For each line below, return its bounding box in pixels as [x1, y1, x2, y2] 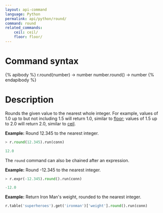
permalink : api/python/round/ [5, 16, 67, 21]
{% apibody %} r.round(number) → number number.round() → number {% [5, 71, 154, 77]
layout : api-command [5, 7, 47, 12]
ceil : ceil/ [14, 30, 38, 35]
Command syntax [5, 56, 79, 67]
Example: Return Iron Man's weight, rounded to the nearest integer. [5, 194, 141, 200]
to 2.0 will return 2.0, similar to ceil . [5, 120, 76, 126]
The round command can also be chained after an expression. [5, 157, 130, 163]
